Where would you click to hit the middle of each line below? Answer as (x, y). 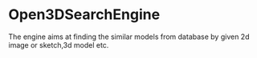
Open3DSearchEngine (84, 15)
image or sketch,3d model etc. (59, 44)
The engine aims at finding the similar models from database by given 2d (129, 37)
